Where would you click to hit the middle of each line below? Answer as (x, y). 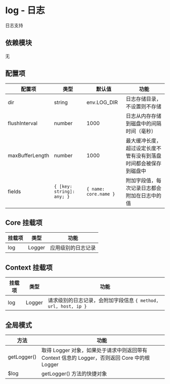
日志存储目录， (144, 99)
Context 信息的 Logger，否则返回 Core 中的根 (96, 358)
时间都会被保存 (144, 163)
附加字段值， (141, 180)
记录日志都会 (146, 188)
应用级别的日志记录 (73, 248)
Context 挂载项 (29, 267)
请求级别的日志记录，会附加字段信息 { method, (103, 301)
